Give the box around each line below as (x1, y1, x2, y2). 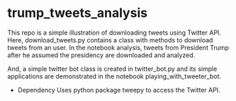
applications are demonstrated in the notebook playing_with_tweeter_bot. (7, 72, 222, 81)
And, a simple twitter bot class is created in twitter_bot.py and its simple (7, 64, 218, 73)
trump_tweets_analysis (7, 5, 147, 21)
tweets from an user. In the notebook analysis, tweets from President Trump (7, 43, 229, 52)
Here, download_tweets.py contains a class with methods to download (7, 35, 213, 44)
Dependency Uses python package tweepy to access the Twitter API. (17, 85, 221, 94)
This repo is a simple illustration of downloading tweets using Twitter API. (7, 28, 222, 37)
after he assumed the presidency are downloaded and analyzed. (7, 51, 196, 59)
